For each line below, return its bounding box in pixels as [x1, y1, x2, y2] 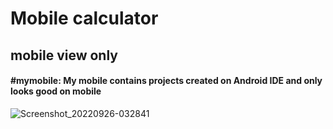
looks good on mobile [10, 85, 102, 97]
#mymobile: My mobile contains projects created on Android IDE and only [10, 75, 323, 87]
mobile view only [10, 47, 118, 64]
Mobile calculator [10, 7, 159, 30]
